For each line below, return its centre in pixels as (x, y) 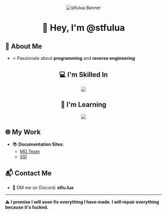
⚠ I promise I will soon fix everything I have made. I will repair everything (82, 202)
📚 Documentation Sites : (38, 144)
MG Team (30, 152)
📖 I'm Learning (83, 105)
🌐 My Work (23, 132)
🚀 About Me (24, 46)
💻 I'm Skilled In (83, 75)
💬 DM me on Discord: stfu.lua (43, 188)
